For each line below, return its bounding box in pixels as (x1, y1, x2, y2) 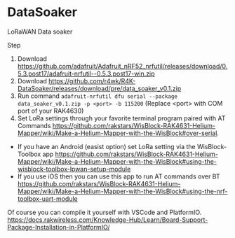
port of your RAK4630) (17, 106, 84, 115)
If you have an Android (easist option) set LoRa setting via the (17, 142, 196, 150)
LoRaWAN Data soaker (7, 27, 73, 36)
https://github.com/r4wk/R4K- (48, 76, 135, 85)
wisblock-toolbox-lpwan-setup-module (17, 164, 131, 173)
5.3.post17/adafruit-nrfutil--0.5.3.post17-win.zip (17, 69, 156, 78)
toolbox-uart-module (17, 194, 79, 203)
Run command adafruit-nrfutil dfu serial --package (17, 92, 177, 100)
